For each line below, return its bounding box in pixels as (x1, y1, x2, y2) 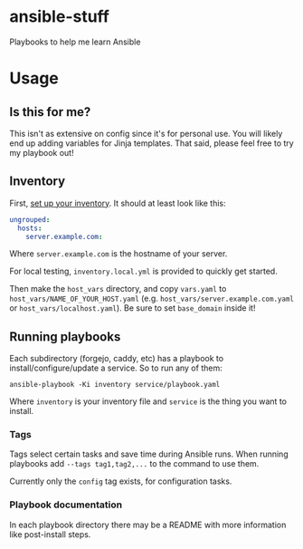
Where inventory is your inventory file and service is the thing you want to (9, 396, 288, 407)
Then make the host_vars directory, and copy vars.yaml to (9, 284, 227, 294)
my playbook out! (9, 147, 74, 158)
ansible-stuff (9, 6, 110, 27)
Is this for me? (9, 104, 91, 120)
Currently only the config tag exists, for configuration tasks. (9, 476, 232, 486)
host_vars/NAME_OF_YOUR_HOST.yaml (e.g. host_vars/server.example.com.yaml (9, 293, 294, 304)
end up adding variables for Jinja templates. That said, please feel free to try (9, 138, 294, 149)
